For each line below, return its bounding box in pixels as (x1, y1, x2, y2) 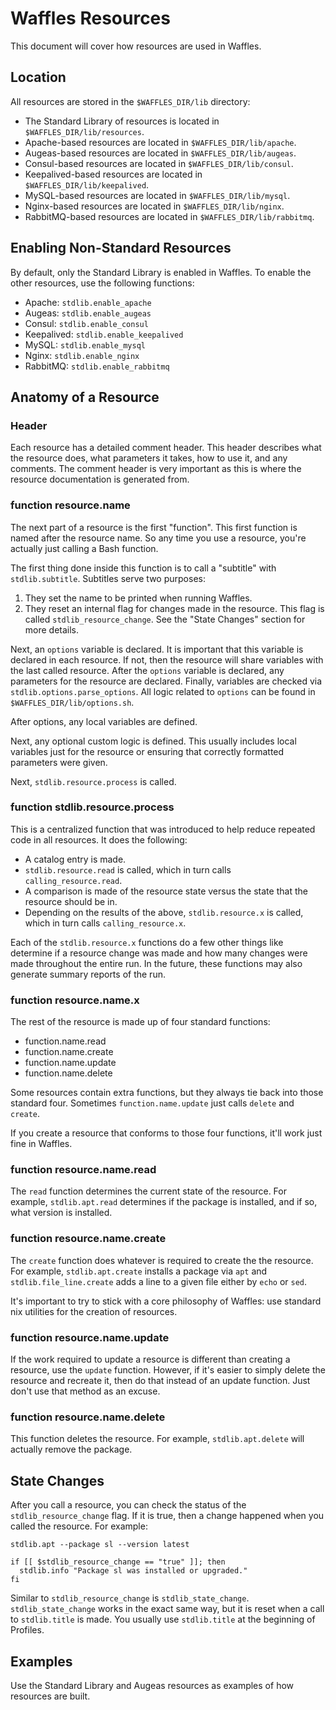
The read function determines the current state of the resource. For (10, 1185, 287, 1197)
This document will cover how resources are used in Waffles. (10, 40, 262, 52)
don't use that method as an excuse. (10, 1385, 161, 1397)
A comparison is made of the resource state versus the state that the (24, 885, 308, 897)
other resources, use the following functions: (10, 277, 195, 289)
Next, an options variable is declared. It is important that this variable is (10, 643, 304, 655)
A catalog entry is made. (24, 853, 127, 865)
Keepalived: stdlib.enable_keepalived (24, 328, 184, 340)
